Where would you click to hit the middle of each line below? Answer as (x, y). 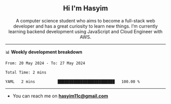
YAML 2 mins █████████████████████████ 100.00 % (73, 82)
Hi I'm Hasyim (85, 8)
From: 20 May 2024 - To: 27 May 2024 (45, 63)
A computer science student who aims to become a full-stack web (85, 20)
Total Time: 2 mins (26, 72)
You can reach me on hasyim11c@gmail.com (60, 96)
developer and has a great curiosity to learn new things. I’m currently (85, 26)
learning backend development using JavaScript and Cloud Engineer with (85, 31)
